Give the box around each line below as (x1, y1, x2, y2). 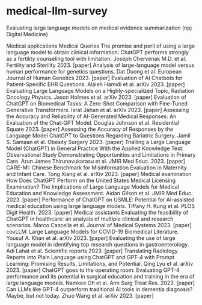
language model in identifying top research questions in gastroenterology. (6, 241, 189, 248)
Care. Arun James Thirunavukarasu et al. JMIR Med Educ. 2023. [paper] (6, 157, 185, 165)
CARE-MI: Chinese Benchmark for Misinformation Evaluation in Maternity (6, 164, 188, 171)
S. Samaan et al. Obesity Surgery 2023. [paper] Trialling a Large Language (6, 138, 191, 145)
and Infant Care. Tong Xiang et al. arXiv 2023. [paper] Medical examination (6, 170, 192, 177)
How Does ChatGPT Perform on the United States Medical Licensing (6, 177, 176, 184)
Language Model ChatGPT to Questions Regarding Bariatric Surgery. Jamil (6, 131, 191, 139)
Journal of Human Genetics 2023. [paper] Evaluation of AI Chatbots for (6, 74, 183, 81)
